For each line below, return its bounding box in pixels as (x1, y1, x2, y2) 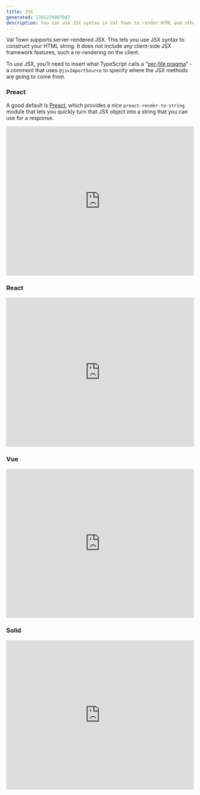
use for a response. (6, 114, 54, 121)
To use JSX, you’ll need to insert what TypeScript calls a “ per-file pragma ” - (6, 60, 192, 67)
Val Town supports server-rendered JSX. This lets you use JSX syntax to (6, 36, 185, 44)
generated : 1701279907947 (6, 14, 70, 20)
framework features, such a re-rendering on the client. (6, 49, 140, 56)
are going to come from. (6, 73, 65, 81)
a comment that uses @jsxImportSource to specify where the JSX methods (6, 67, 188, 74)
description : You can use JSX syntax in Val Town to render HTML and (6, 20, 183, 26)
